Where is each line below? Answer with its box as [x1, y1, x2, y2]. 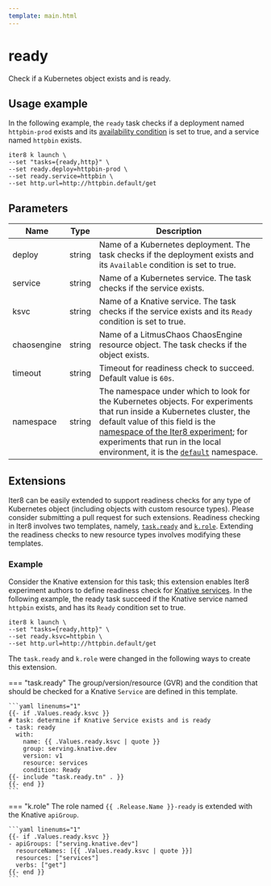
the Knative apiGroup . [8, 810, 79, 820]
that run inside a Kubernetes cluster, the [98, 406, 251, 418]
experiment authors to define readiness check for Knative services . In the [8, 586, 252, 596]
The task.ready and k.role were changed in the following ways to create [8, 654, 251, 663]
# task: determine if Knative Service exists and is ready [8, 717, 211, 725]
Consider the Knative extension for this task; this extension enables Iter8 [8, 577, 250, 587]
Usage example [8, 96, 89, 110]
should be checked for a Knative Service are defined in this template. [8, 687, 238, 697]
